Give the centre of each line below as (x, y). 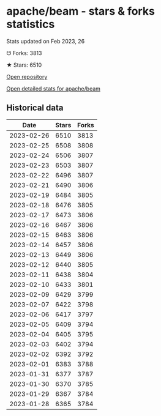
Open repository (27, 76)
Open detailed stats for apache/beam (54, 88)
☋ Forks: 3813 (24, 53)
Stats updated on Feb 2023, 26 (46, 41)
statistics (31, 24)
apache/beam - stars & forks (80, 11)
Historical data (35, 108)
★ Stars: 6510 (24, 65)
